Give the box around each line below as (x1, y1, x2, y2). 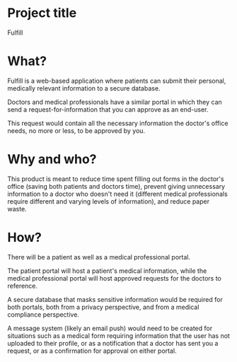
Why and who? (7, 151, 97, 168)
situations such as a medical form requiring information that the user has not (7, 331, 230, 340)
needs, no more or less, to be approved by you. (7, 126, 146, 135)
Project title (7, 5, 77, 21)
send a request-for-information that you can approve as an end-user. (7, 105, 209, 114)
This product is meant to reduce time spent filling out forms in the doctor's (7, 175, 224, 183)
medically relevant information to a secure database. (7, 83, 161, 93)
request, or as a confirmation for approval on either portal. (7, 346, 177, 355)
